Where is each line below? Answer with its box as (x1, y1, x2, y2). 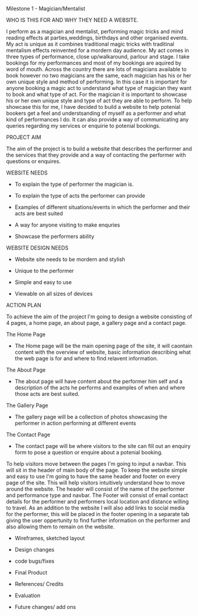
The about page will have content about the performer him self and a (14, 378, 183, 385)
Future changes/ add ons (14, 604, 76, 610)
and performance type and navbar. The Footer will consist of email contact (6, 492, 188, 499)
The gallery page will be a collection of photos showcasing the (14, 414, 167, 420)
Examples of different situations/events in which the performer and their (14, 204, 190, 211)
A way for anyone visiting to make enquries (14, 221, 120, 228)
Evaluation (14, 592, 41, 599)
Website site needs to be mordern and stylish (14, 256, 125, 263)
